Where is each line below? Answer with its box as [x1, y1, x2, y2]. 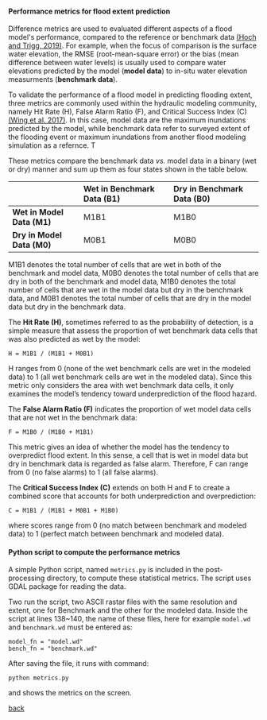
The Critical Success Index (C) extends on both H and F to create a [8, 483, 230, 493]
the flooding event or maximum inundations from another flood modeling [8, 132, 246, 142]
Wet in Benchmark [83, 184, 155, 195]
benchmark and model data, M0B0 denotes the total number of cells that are [8, 269, 260, 278]
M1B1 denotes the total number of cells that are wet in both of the [8, 260, 222, 269]
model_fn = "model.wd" [8, 638, 83, 646]
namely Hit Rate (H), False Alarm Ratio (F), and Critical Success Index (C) [8, 107, 248, 117]
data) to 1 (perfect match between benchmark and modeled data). [8, 529, 224, 539]
